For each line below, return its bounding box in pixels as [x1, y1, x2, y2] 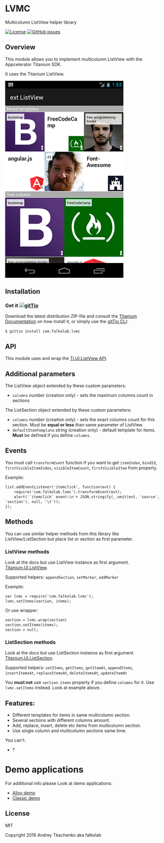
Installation [5, 288, 40, 296]
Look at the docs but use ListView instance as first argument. [5, 559, 130, 565]
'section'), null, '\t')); [5, 499, 61, 504]
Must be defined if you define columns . [12, 432, 91, 438]
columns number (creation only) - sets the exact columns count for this [12, 417, 155, 422]
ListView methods [5, 548, 50, 555]
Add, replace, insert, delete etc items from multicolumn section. [12, 722, 141, 729]
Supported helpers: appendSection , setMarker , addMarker [5, 574, 119, 580]
